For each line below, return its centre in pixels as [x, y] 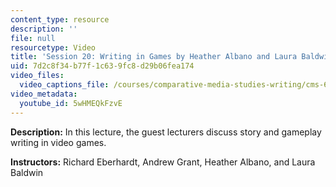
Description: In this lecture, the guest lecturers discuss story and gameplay [166, 132]
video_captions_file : [64, 85]
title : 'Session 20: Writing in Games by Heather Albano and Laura [154, 57]
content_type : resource [60, 19]
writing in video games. [58, 142]
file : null [33, 38]
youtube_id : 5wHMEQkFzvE [71, 103]
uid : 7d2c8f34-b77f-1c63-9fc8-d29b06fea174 [102, 66]
